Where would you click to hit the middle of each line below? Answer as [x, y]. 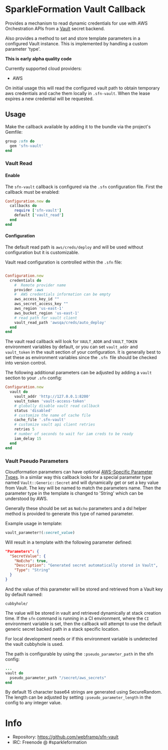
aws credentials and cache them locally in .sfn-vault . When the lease [78, 93]
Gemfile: [14, 132]
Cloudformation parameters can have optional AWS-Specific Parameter [79, 472]
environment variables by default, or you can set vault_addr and [71, 347]
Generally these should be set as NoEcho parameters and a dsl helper [76, 508]
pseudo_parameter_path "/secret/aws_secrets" [58, 678]
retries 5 [25, 429]
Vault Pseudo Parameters [37, 461]
